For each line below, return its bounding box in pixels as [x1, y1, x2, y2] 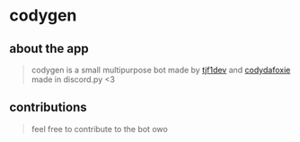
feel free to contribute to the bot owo [31, 123, 168, 134]
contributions [9, 100, 87, 115]
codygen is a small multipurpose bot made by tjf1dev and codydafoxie [31, 64, 291, 75]
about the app [9, 41, 90, 56]
